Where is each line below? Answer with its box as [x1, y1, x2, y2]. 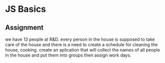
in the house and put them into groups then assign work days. [5, 52, 132, 58]
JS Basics [5, 3, 46, 15]
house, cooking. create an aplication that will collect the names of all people [5, 47, 160, 53]
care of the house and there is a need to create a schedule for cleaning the [5, 42, 158, 48]
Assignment [5, 23, 44, 32]
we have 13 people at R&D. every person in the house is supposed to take [5, 36, 155, 42]
